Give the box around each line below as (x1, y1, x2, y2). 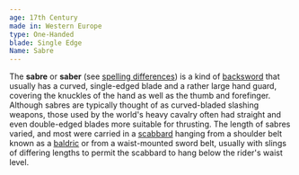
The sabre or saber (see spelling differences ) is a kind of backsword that (9, 71, 280, 82)
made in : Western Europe (9, 22, 102, 31)
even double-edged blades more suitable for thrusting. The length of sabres (9, 118, 291, 130)
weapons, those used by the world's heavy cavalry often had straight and (9, 109, 281, 120)
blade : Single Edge (9, 38, 83, 48)
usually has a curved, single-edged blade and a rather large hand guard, (9, 81, 277, 92)
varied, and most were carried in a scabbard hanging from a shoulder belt (9, 128, 283, 139)
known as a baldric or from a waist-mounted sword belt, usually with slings (9, 138, 287, 149)
